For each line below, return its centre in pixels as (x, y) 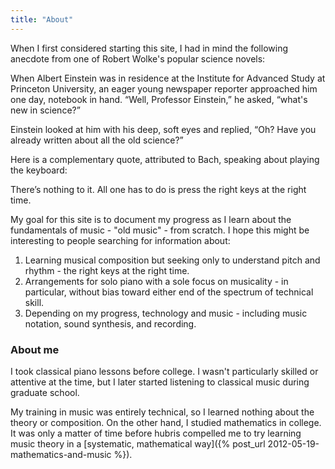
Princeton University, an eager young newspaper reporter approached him (164, 88)
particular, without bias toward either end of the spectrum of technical (169, 292)
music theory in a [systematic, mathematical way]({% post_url (138, 443)
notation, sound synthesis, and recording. (110, 323)
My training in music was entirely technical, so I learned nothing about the (162, 412)
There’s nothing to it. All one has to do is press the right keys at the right (158, 189)
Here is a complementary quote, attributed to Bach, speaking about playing (165, 159)
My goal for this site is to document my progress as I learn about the (151, 219)
